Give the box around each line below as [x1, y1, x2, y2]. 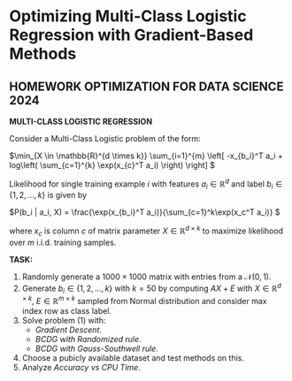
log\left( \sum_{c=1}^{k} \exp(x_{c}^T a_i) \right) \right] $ [9, 160, 215, 170]
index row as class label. [21, 306, 112, 316]
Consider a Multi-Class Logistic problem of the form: [9, 133, 201, 143]
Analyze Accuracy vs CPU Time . [21, 362, 142, 373]
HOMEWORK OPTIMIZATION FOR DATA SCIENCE [9, 79, 284, 94]
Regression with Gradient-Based [9, 25, 254, 45]
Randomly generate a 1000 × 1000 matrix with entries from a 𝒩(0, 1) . [21, 271, 272, 282]
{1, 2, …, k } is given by [9, 190, 87, 201]
